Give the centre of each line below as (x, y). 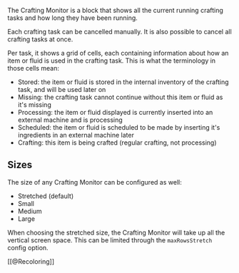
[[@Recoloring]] (31, 261)
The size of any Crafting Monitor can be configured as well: (95, 182)
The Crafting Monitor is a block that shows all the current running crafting (115, 10)
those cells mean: (33, 68)
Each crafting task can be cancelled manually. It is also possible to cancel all (119, 32)
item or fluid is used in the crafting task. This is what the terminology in (112, 61)
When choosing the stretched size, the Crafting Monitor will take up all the (116, 232)
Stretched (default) (46, 196)
